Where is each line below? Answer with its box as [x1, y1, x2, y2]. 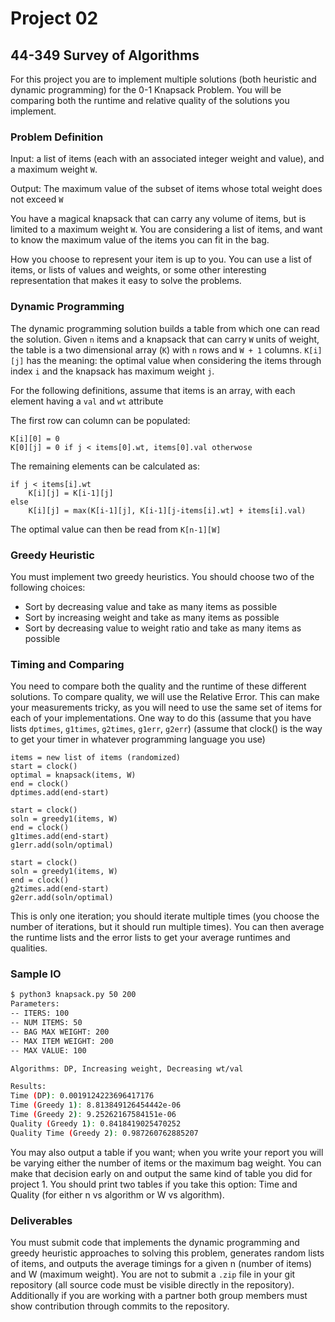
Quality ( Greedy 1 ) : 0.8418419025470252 [10, 1118, 182, 1129]
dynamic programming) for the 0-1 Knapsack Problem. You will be [10, 84, 282, 96]
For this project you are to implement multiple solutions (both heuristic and [10, 73, 317, 85]
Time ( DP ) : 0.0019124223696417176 [10, 1091, 155, 1101]
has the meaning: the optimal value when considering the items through [26, 354, 322, 366]
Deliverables [10, 1213, 73, 1227]
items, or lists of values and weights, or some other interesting [10, 264, 267, 276]
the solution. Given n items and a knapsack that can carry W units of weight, [10, 333, 320, 345]
